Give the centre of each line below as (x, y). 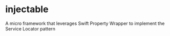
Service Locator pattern (30, 28)
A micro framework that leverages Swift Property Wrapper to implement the (85, 23)
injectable (27, 9)
